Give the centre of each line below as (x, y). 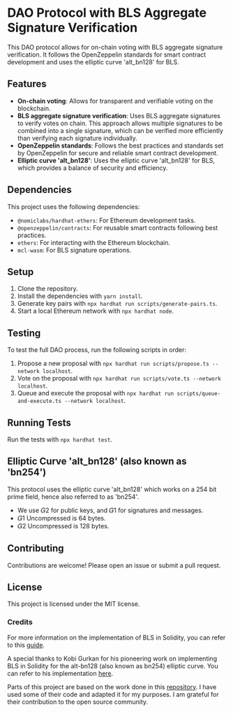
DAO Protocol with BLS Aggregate (107, 13)
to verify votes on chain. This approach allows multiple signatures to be (120, 123)
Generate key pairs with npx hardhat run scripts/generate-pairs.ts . (117, 304)
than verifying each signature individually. (77, 138)
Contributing (36, 548)
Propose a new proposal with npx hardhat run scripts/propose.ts (113, 363)
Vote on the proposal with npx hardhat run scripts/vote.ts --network (119, 379)
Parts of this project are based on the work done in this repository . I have (112, 686)
